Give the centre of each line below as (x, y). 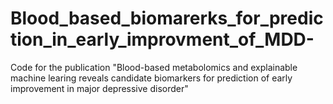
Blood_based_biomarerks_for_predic (167, 18)
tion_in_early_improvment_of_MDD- (162, 39)
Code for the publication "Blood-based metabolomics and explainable (154, 67)
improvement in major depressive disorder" (99, 88)
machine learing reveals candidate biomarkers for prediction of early (151, 78)
